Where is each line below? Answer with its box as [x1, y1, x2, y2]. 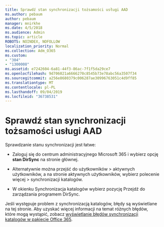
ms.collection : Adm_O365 [5, 48, 56, 53]
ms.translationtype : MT [5, 80, 54, 85]
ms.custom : [5, 53, 27, 58]
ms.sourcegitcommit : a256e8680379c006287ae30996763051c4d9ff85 [5, 76, 137, 81]
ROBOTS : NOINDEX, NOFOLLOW [5, 39, 60, 44]
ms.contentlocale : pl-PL [5, 85, 56, 90]
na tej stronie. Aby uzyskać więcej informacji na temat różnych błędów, [5, 206, 148, 212]
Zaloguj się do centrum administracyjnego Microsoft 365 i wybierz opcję [12, 151, 159, 157]
